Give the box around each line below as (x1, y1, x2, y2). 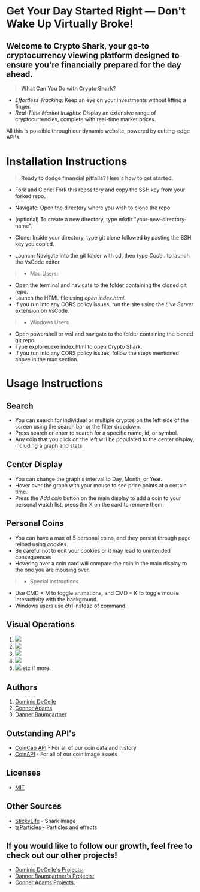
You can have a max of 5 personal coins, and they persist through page (14, 534, 192, 541)
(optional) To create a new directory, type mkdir (14, 215, 133, 223)
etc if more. (22, 664, 51, 672)
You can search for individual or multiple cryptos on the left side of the (14, 416, 189, 424)
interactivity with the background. (14, 595, 98, 603)
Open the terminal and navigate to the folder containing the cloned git (14, 281, 187, 289)
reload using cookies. (14, 540, 68, 547)
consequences (14, 553, 52, 561)
